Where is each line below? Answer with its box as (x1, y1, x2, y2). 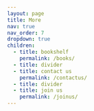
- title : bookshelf (13, 49, 69, 56)
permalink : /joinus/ (19, 94, 78, 101)
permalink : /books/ (19, 55, 75, 62)
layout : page (7, 10, 45, 17)
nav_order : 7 (7, 29, 45, 37)
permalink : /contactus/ (19, 74, 88, 81)
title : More (7, 17, 41, 23)
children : (7, 42, 36, 49)
